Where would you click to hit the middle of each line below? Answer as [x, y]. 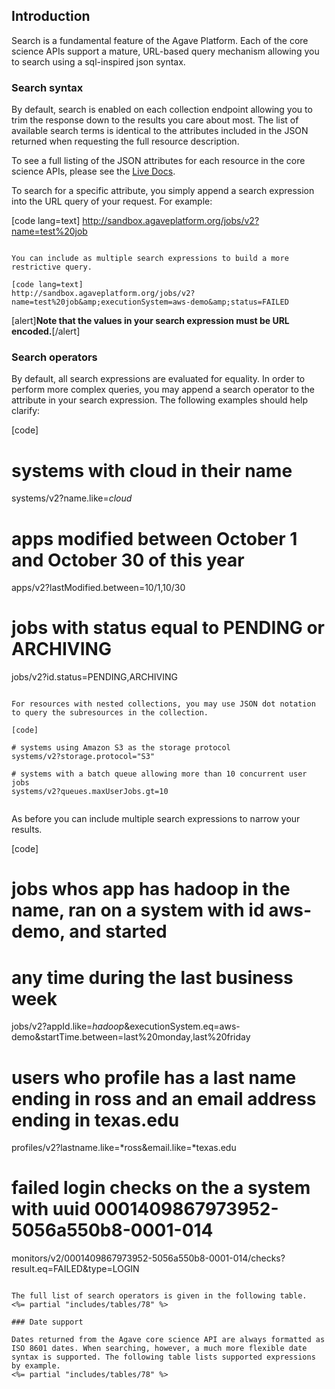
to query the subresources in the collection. [110, 713]
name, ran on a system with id [138, 910]
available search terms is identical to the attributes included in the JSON [160, 131]
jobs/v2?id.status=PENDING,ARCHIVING [95, 677]
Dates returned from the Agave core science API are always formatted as [168, 1340]
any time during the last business [152, 977]
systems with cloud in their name [152, 470]
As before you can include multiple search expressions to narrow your [156, 819]
